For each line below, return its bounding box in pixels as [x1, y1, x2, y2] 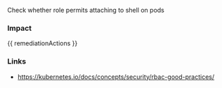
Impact [7, 23, 32, 33]
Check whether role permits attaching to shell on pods [7, 6, 165, 14]
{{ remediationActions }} [7, 39, 78, 47]
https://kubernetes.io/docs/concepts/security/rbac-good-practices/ [17, 73, 215, 81]
